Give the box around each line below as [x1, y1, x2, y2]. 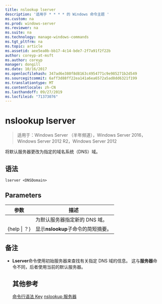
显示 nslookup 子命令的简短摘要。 [35, 225, 112, 232]
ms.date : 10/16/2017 [5, 67, 48, 72]
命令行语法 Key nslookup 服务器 [12, 294, 77, 300]
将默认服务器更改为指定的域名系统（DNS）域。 [5, 149, 101, 155]
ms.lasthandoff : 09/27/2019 [5, 90, 63, 94]
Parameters [5, 191, 42, 200]
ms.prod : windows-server [5, 21, 56, 26]
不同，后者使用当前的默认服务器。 [16, 264, 86, 270]
